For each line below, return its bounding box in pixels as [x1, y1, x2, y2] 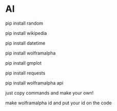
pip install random [5, 20, 44, 26]
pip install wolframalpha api [5, 80, 64, 86]
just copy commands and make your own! [5, 89, 94, 96]
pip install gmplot [5, 60, 42, 66]
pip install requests [5, 70, 46, 76]
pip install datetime [5, 40, 46, 46]
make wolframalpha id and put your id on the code [5, 100, 112, 106]
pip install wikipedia [5, 30, 47, 36]
